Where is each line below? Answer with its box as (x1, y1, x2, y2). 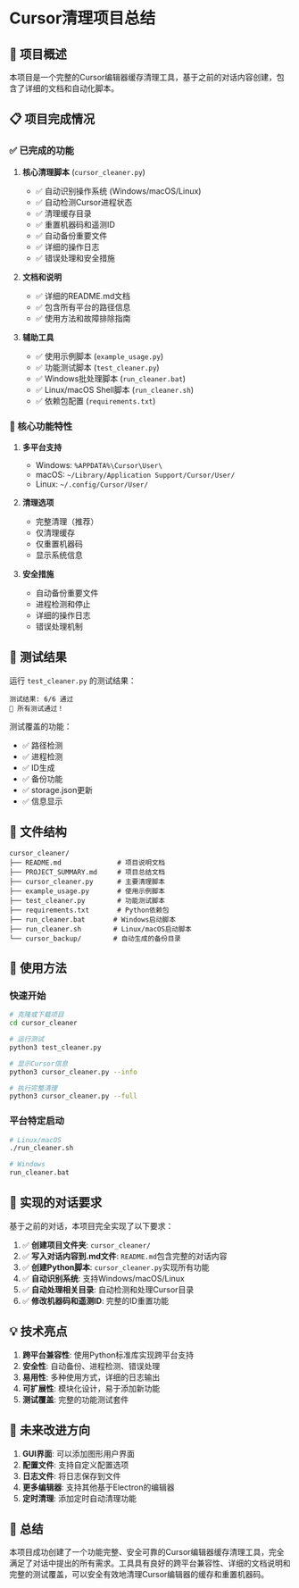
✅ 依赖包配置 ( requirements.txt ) (35, 395, 156, 406)
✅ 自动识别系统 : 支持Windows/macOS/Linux (21, 1273, 185, 1283)
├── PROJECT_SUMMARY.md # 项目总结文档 (9, 867, 165, 876)
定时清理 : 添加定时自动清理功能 (21, 1492, 137, 1503)
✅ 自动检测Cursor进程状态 (35, 196, 133, 207)
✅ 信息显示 (21, 796, 63, 807)
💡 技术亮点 (9, 1324, 68, 1340)
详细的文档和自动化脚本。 (24, 83, 119, 94)
